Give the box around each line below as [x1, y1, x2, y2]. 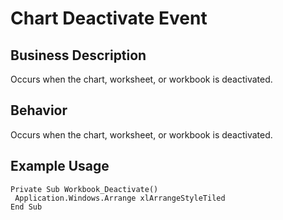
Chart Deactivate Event [10, 7, 208, 30]
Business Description [10, 47, 147, 64]
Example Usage [10, 158, 110, 175]
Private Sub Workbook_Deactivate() [10, 184, 159, 194]
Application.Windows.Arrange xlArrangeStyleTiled [14, 193, 226, 203]
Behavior [10, 102, 68, 119]
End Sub [10, 202, 43, 212]
